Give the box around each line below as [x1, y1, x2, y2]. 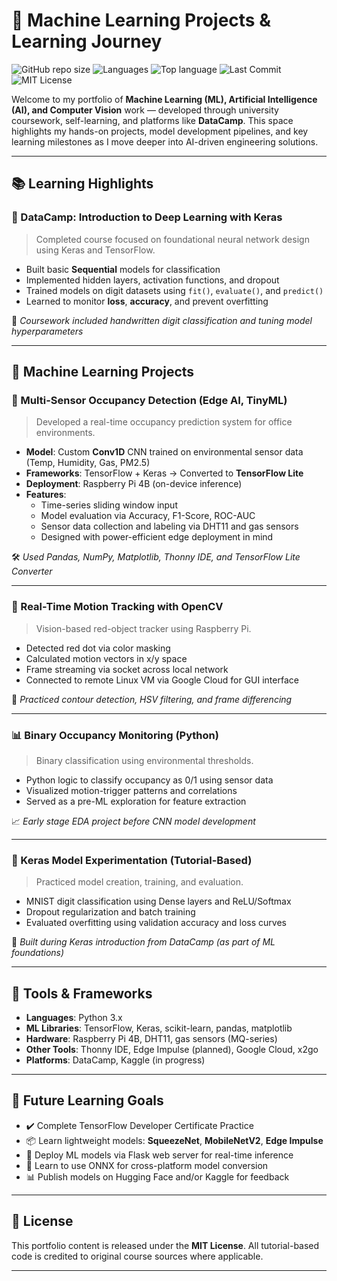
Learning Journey [11, 30, 163, 53]
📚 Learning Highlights [11, 175, 154, 193]
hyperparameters [11, 325, 84, 337]
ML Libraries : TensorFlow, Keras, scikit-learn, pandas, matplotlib [25, 1022, 293, 1034]
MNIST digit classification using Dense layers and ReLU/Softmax [25, 895, 292, 908]
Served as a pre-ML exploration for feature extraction [25, 795, 247, 807]
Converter [11, 565, 53, 578]
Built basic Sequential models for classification [25, 263, 221, 275]
